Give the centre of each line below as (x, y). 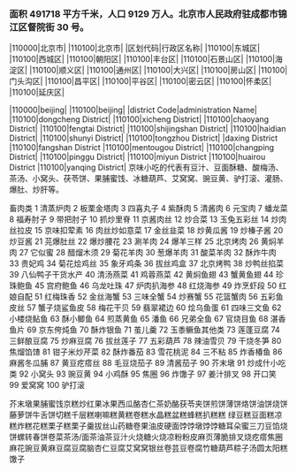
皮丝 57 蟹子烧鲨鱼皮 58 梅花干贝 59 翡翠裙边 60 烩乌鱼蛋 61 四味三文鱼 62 (145, 308)
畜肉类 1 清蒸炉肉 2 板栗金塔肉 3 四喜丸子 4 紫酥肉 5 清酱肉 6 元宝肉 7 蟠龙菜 (148, 209)
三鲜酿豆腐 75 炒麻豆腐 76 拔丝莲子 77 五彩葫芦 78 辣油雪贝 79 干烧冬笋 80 (145, 341)
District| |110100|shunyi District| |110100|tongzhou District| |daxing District (144, 138)
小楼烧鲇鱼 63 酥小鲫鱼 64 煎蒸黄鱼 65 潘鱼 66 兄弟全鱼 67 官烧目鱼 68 (139, 319)
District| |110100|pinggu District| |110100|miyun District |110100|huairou (137, 157)
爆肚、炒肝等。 (36, 190)
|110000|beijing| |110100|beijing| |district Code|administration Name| (133, 110)
